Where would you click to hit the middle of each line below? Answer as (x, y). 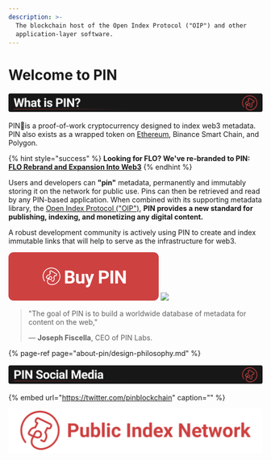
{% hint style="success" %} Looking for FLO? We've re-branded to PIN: (129, 159)
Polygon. (23, 143)
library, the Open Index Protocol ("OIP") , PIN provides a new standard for (131, 209)
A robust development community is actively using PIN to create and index (132, 233)
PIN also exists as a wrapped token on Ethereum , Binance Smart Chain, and (134, 135)
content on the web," (63, 322)
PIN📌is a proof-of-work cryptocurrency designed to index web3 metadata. (132, 126)
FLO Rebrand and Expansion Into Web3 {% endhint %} (100, 167)
